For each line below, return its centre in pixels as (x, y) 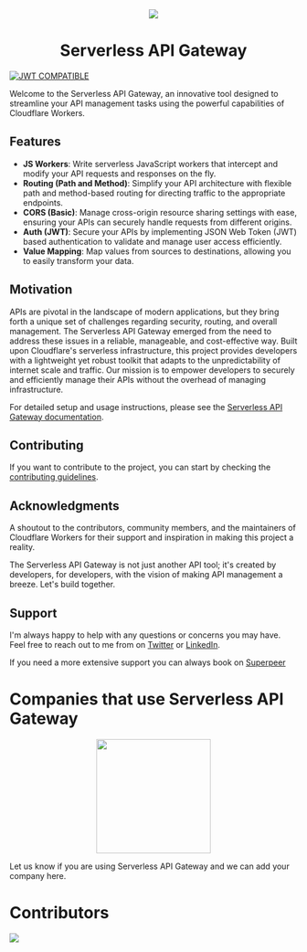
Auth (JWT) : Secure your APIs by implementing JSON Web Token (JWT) (159, 231)
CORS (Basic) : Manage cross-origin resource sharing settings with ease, (159, 212)
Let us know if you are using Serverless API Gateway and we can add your (149, 866)
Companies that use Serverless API (147, 699)
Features (35, 142)
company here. (38, 875)
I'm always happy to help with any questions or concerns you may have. (145, 635)
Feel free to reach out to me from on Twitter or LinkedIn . (115, 645)
